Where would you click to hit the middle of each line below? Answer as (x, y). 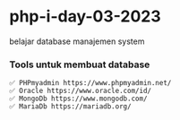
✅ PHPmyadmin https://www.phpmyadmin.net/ (90, 83)
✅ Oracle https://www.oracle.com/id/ (81, 91)
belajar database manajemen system (77, 41)
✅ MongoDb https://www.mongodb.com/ (78, 99)
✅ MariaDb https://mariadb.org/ (70, 107)
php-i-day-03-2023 (85, 17)
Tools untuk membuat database (80, 64)
